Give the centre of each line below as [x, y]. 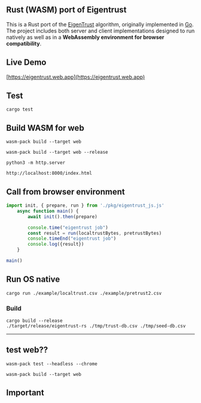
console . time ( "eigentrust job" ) [68, 228]
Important [25, 393]
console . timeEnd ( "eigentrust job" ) [72, 239]
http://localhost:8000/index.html [49, 174]
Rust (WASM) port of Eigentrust [66, 10]
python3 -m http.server [36, 163]
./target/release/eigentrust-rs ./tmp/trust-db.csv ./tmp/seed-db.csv [96, 326]
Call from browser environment [66, 192]
